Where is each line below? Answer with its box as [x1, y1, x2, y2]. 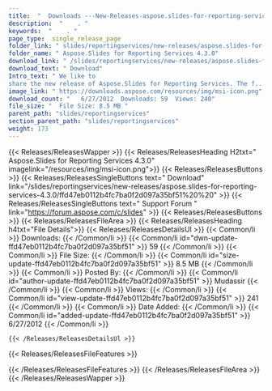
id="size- [208, 250, 240, 260]
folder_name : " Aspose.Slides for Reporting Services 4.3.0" [8, 49, 219, 57]
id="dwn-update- [179, 232, 239, 243]
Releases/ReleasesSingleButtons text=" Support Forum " [8, 198, 198, 208]
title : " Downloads [8, 11, 82, 20]
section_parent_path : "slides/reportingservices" [8, 117, 180, 125]
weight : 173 [8, 125, 49, 133]
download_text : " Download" [8, 65, 104, 73]
